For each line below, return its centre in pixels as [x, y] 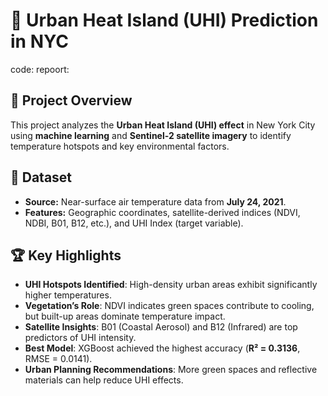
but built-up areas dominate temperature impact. [125, 316]
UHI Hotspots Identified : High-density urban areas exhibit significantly [171, 285]
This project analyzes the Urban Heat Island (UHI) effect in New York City [163, 125]
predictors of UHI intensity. [80, 338]
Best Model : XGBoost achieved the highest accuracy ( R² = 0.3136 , [162, 348]
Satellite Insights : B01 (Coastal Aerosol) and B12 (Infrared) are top [161, 327]
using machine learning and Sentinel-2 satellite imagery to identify [151, 135]
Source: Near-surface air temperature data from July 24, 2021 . [155, 201]
